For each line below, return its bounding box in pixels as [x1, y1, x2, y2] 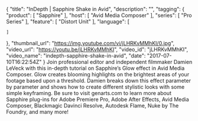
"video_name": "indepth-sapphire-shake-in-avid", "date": [6, 52, 146, 59]
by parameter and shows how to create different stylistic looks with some [6, 83, 185, 90]
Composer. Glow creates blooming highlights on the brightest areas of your [6, 71, 190, 78]
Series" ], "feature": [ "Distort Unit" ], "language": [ [6, 18, 130, 25]
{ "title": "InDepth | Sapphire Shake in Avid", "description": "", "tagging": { [6, 6, 185, 12]
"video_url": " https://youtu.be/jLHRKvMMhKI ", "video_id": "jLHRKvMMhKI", [6, 46, 188, 53]
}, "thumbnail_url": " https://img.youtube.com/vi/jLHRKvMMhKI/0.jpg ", [6, 40, 175, 46]
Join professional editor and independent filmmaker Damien [46, 59, 193, 65]
